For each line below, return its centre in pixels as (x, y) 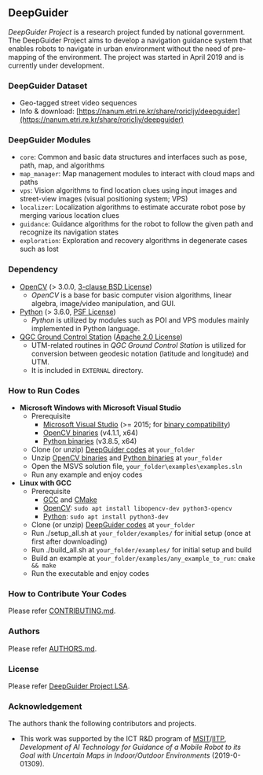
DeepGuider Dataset (48, 86)
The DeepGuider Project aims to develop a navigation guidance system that (130, 40)
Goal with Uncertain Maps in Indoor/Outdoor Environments (115, 755)
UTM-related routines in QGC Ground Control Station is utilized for (139, 345)
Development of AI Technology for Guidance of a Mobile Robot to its (130, 747)
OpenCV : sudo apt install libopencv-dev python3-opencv (138, 508)
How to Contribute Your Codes (68, 593)
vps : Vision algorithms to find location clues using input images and (128, 190)
